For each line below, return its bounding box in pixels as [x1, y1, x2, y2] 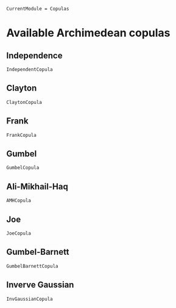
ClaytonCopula [6, 99, 43, 105]
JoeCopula [6, 230, 32, 237]
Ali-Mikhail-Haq [6, 181, 68, 192]
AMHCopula [6, 197, 32, 204]
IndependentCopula [6, 67, 53, 73]
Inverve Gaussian [6, 280, 74, 290]
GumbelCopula [6, 165, 40, 171]
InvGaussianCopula [6, 296, 53, 302]
